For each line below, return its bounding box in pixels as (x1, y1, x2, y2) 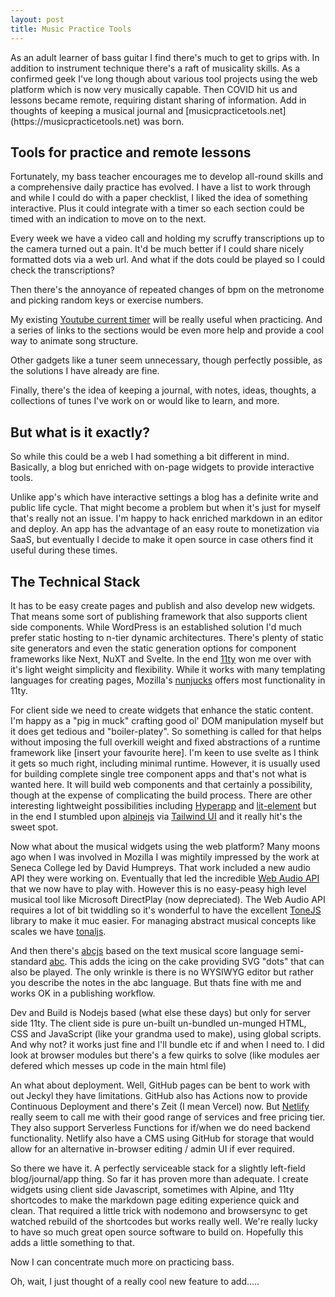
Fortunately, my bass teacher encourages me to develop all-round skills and (10, 171, 324, 183)
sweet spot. (10, 821, 59, 833)
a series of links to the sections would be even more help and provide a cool (10, 324, 325, 336)
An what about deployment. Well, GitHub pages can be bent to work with (10, 1079, 311, 1091)
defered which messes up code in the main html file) (10, 1059, 227, 1071)
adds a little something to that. (10, 1236, 135, 1248)
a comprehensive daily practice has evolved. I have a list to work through (10, 181, 312, 193)
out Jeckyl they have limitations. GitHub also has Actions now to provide (10, 1089, 308, 1101)
